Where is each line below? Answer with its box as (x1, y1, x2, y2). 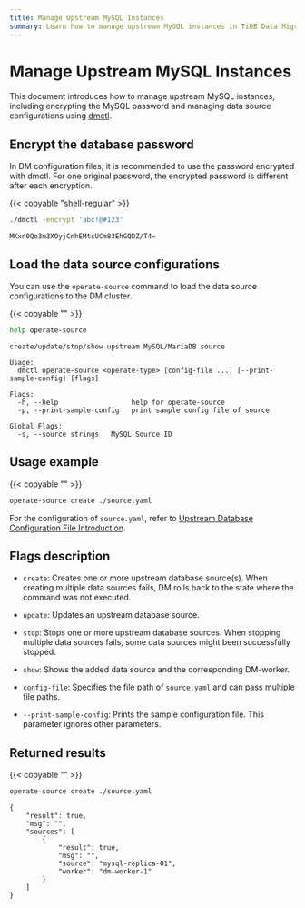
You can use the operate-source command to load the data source (9, 280, 257, 291)
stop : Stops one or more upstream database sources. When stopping (22, 627, 281, 638)
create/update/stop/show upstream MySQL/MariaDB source (9, 342, 225, 351)
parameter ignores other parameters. (22, 719, 162, 730)
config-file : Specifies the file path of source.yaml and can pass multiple (22, 681, 295, 692)
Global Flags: (9, 421, 64, 430)
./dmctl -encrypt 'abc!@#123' (9, 216, 124, 225)
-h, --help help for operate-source (17, 398, 225, 407)
